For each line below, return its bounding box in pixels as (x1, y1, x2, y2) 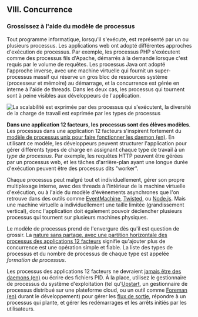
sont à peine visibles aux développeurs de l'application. (6, 92, 141, 99)
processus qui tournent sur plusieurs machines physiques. (6, 213, 149, 221)
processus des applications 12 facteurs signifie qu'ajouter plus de (6, 238, 166, 245)
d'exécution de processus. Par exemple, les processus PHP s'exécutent (6, 48, 180, 55)
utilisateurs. (6, 305, 35, 312)
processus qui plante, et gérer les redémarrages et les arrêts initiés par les (6, 299, 187, 306)
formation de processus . (6, 256, 66, 263)
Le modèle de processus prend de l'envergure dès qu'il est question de (6, 225, 180, 232)
